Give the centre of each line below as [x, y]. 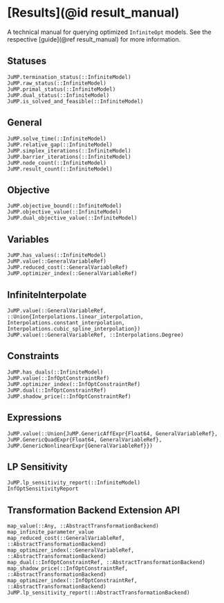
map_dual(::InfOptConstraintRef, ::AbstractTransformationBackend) [106, 563]
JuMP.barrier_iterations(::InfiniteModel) [69, 157]
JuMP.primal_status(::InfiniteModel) [62, 89]
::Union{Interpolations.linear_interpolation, [75, 317]
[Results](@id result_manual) [93, 13]
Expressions [35, 418]
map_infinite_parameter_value [51, 532]
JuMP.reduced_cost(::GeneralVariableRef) [68, 268]
